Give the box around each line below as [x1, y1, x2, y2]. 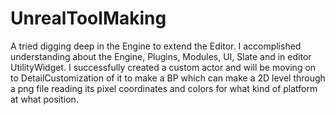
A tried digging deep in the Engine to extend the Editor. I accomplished [10, 40, 302, 52]
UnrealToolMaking [10, 7, 167, 30]
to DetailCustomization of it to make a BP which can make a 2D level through [10, 72, 326, 84]
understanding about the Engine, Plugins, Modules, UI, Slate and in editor [10, 50, 312, 62]
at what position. [10, 93, 79, 105]
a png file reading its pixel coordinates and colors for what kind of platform [10, 82, 318, 94]
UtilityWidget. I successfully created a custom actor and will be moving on [10, 61, 317, 73]
